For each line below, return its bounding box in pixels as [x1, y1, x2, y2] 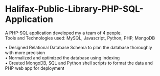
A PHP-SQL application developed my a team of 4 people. [5, 30, 122, 36]
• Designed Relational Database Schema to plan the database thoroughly [5, 44, 153, 50]
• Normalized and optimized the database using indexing [5, 55, 120, 60]
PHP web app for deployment [5, 65, 65, 71]
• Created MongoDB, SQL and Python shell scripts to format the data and [5, 60, 153, 66]
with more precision [5, 50, 46, 56]
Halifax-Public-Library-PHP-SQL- [5, 3, 143, 15]
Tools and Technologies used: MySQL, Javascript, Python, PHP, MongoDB [5, 35, 155, 41]
